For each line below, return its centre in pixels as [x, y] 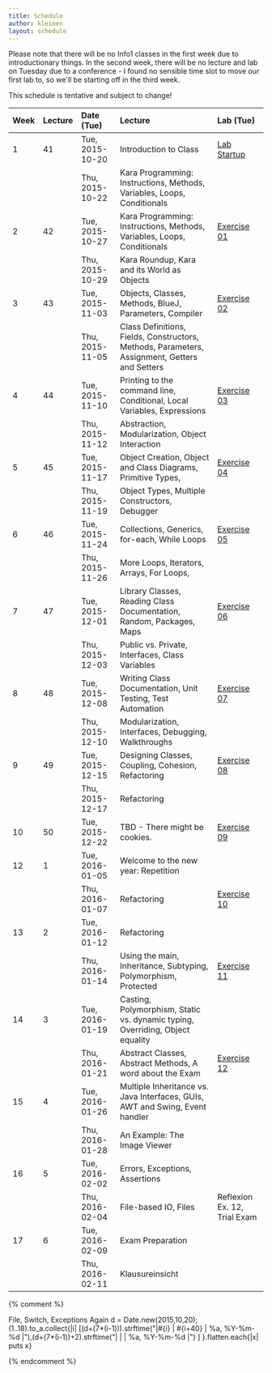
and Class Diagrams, [159, 468]
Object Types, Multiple [163, 491]
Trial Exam [237, 1217]
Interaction [140, 444]
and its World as [151, 270]
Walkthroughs [147, 742]
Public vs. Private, [154, 645]
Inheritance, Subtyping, [164, 966]
